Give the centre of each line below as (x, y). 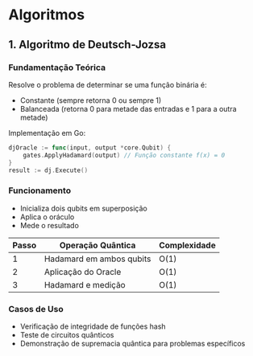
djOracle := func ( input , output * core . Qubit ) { (90, 147)
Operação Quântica (97, 245)
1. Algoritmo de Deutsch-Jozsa (87, 45)
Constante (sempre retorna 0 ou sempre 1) (91, 100)
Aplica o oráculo (47, 217)
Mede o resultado (49, 225)
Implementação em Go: (47, 133)
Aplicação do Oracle (83, 272)
